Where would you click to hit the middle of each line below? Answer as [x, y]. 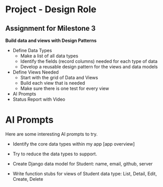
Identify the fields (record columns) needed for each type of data [89, 61]
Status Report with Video [39, 99]
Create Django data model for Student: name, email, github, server [83, 163]
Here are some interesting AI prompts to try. [52, 134]
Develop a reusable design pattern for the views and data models [89, 67]
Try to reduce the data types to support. [55, 154]
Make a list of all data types [49, 56]
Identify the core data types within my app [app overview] [74, 144]
